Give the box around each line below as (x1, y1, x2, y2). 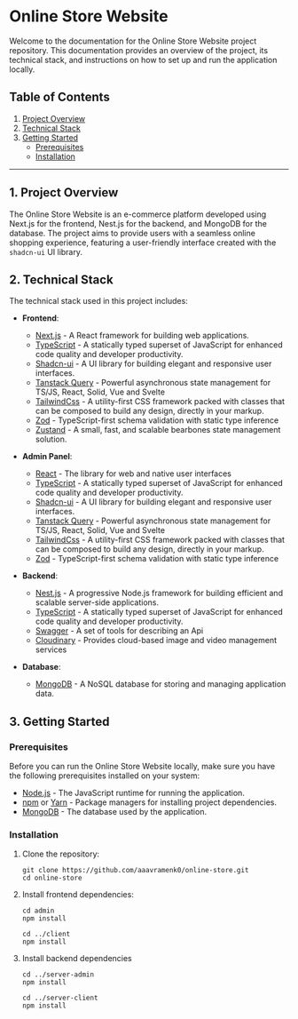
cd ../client (21, 930, 71, 939)
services (35, 644, 67, 655)
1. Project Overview (9, 185, 119, 201)
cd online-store (21, 873, 82, 883)
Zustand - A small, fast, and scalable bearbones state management (35, 425, 281, 435)
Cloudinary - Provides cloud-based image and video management (35, 635, 278, 646)
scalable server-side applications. (35, 597, 160, 608)
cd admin (21, 906, 55, 916)
